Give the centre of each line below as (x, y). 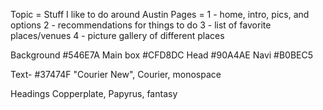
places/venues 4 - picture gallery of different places (117, 35)
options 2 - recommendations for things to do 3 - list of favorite (141, 25)
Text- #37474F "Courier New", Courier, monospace (116, 74)
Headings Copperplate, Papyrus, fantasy (94, 93)
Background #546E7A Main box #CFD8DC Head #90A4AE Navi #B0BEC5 (162, 55)
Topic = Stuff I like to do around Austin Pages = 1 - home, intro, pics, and (160, 14)
